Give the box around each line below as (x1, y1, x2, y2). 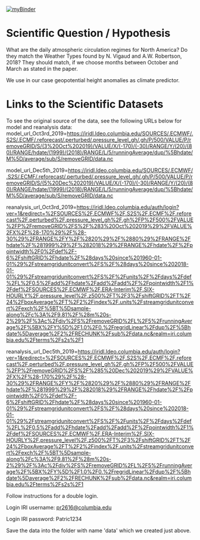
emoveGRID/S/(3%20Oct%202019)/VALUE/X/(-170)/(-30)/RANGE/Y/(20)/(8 (6, 142, 192, 149)
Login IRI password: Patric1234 (6, 515, 82, 522)
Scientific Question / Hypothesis (6, 27, 171, 40)
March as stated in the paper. (6, 65, 79, 72)
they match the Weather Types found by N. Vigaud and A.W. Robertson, (6, 52, 182, 60)
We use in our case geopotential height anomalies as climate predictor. (6, 76, 180, 83)
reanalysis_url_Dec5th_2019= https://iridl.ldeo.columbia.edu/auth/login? (6, 348, 180, 355)
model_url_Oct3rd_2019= (6, 130, 67, 137)
